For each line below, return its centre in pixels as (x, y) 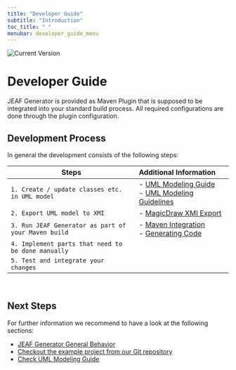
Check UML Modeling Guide (58, 359)
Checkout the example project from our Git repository (95, 351)
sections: (20, 330)
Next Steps (32, 306)
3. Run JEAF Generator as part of (68, 225)
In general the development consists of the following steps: (93, 155)
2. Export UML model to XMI (58, 213)
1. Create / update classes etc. (67, 189)
